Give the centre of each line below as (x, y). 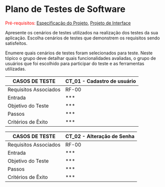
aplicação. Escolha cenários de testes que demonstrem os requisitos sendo (82, 38)
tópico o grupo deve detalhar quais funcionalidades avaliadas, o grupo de (81, 58)
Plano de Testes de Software (65, 9)
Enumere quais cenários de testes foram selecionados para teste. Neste (79, 53)
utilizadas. (16, 69)
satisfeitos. (16, 43)
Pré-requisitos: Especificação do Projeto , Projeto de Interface (68, 23)
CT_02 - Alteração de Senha (100, 136)
